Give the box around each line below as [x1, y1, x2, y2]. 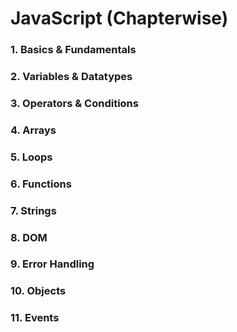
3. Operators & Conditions [10, 96, 139, 110]
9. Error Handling [10, 257, 95, 271]
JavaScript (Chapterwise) [10, 7, 229, 30]
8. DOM [10, 230, 48, 244]
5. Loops [10, 150, 53, 164]
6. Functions [10, 177, 72, 191]
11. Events [10, 311, 60, 325]
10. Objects [10, 284, 67, 298]
